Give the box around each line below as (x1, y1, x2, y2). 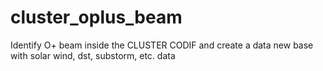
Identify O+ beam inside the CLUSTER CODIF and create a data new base (10, 39, 314, 51)
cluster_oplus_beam (10, 6, 183, 29)
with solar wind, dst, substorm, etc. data (10, 49, 176, 61)
